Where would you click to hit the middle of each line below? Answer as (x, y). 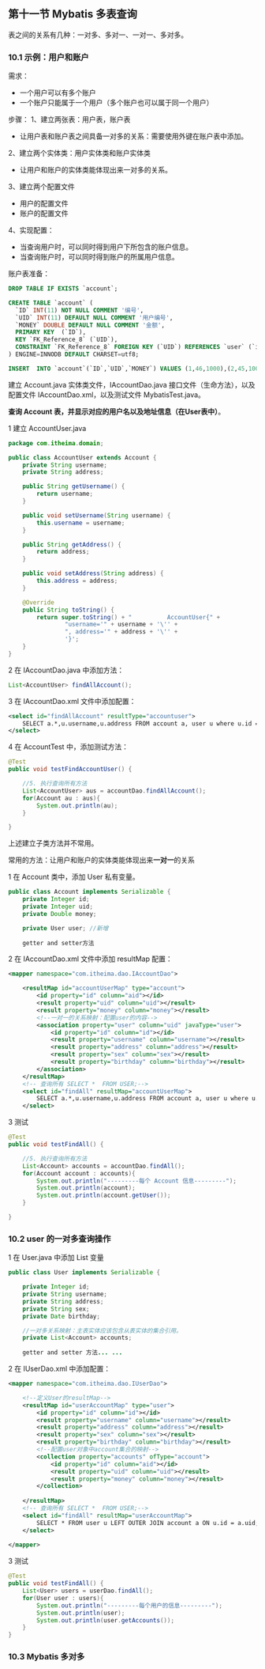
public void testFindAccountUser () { (70, 770)
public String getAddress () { (72, 544)
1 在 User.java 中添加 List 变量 (56, 1258)
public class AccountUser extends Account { (82, 457)
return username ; (65, 494)
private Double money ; (60, 914)
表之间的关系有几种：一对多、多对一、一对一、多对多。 (98, 35)
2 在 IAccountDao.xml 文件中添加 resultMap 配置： (90, 959)
